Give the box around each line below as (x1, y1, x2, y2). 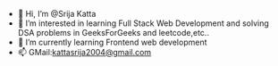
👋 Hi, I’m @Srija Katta (17, 9, 97, 19)
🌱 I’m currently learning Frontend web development (17, 37, 207, 47)
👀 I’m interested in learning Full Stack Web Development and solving (17, 18, 270, 29)
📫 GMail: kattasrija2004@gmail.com (17, 47, 152, 57)
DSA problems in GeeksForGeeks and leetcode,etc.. (17, 28, 210, 37)
